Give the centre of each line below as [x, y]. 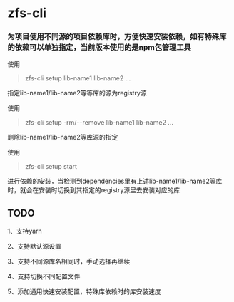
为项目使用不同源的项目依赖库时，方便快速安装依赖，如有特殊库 [117, 37]
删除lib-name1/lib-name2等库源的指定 [63, 137]
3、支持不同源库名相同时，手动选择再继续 [69, 261]
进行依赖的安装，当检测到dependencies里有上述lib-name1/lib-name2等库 [115, 181]
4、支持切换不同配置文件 [44, 276]
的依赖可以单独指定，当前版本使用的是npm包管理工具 [99, 48]
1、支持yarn [25, 231]
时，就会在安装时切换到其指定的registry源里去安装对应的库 [94, 190]
